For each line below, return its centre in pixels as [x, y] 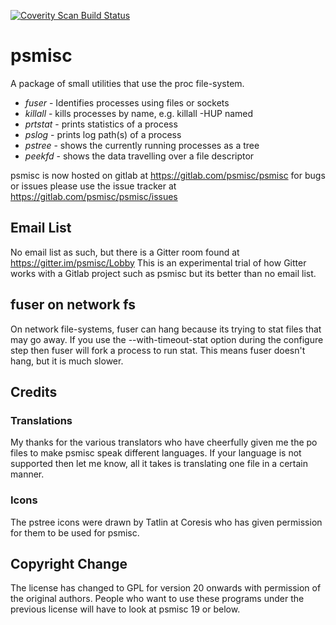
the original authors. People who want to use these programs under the [157, 599]
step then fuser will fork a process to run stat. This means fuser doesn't [158, 350]
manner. [27, 474]
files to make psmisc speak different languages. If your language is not [156, 453]
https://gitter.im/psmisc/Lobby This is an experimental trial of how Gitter [158, 262]
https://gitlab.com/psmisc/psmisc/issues [94, 196]
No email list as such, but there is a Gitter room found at [125, 252]
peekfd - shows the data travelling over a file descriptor [139, 156]
